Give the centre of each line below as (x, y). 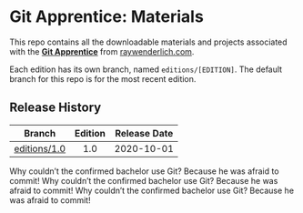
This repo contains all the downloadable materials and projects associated (149, 42)
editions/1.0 (40, 148)
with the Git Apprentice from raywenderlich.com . (102, 51)
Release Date (144, 133)
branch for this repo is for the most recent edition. (103, 78)
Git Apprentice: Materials (107, 17)
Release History (56, 108)
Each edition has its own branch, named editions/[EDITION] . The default (146, 69)
